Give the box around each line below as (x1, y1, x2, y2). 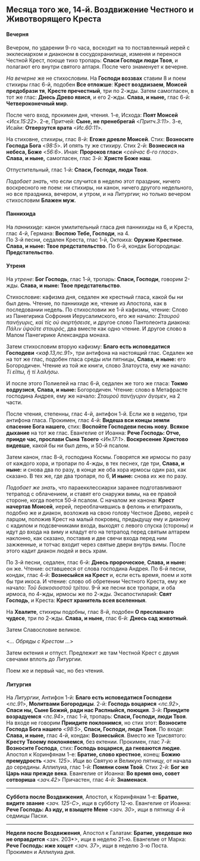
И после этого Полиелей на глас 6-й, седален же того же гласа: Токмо (6, 380, 188, 386)
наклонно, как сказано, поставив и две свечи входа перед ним (6, 535, 167, 541)
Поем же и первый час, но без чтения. (6, 667, 105, 674)
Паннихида (6, 210, 36, 217)
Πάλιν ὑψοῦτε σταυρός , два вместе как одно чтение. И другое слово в (6, 325, 186, 332)
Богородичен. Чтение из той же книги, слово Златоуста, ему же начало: (6, 362, 190, 369)
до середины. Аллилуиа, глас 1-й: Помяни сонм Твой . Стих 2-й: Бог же (6, 763, 189, 770)
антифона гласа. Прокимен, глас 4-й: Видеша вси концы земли (6, 417, 170, 423)
